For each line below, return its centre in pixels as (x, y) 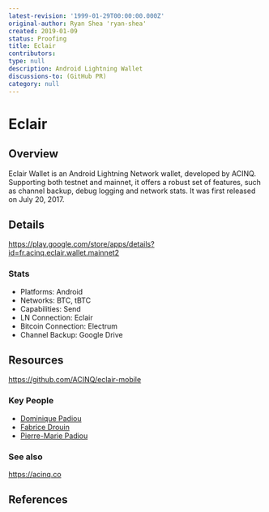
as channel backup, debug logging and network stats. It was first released (132, 191)
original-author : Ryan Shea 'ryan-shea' (78, 24)
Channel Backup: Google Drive (71, 334)
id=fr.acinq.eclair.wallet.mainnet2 (64, 253)
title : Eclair (32, 46)
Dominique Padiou (51, 418)
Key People (31, 401)
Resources (36, 360)
